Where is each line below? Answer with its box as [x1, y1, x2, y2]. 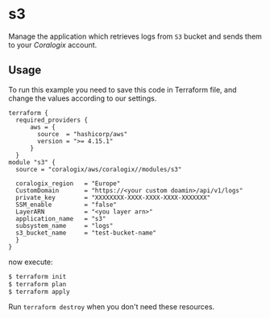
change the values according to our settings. [8, 93, 157, 103]
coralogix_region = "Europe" [15, 179, 121, 188]
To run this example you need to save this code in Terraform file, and [8, 85, 237, 94]
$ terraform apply [8, 288, 70, 296]
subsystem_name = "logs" [15, 222, 114, 230]
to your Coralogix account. [8, 39, 98, 49]
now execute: [8, 257, 54, 267]
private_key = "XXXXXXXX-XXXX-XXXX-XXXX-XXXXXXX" [15, 193, 211, 201]
